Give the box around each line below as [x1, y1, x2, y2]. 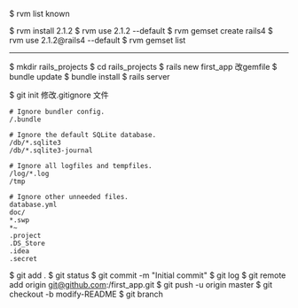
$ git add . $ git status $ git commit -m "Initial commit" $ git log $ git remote [9, 270, 286, 281]
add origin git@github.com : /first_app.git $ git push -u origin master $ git [9, 280, 273, 289]
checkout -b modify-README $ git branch [9, 289, 164, 299]
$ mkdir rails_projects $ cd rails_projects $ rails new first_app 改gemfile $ [9, 62, 278, 72]
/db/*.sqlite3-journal [9, 146, 93, 155]
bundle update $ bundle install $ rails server [9, 72, 170, 81]
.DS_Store [9, 239, 46, 248]
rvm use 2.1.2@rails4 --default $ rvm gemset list [9, 35, 186, 45]
